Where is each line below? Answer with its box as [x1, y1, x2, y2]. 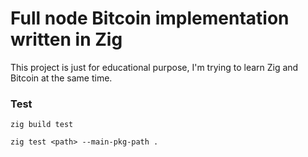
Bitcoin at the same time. [10, 72, 113, 84]
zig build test [10, 120, 74, 130]
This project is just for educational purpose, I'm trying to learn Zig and [10, 61, 299, 73]
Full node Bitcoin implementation [10, 7, 290, 30]
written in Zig [10, 28, 123, 51]
